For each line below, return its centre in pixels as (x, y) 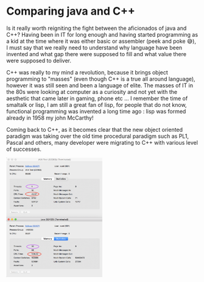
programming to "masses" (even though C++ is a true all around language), (101, 79)
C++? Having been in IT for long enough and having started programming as (102, 34)
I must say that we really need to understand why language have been (94, 48)
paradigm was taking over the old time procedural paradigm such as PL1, (98, 136)
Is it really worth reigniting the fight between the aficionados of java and (97, 28)
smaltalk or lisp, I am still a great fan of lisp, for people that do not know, (97, 104)
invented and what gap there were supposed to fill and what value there (97, 54)
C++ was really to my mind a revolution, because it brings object (87, 72)
